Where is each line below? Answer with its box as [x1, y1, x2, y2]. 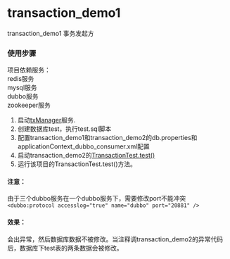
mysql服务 [7, 83, 37, 92]
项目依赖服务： [7, 65, 51, 75]
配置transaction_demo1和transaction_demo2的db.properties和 [17, 134, 198, 142]
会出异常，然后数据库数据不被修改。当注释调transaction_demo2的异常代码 [7, 234, 224, 244]
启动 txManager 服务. [17, 116, 76, 125]
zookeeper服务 [7, 101, 51, 110]
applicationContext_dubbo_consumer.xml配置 [17, 142, 150, 151]
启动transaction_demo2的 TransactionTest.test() [17, 151, 155, 160]
